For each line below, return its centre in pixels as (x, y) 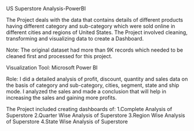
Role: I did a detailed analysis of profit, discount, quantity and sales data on (97, 79)
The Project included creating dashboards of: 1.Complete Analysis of (89, 109)
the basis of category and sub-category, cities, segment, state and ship (93, 85)
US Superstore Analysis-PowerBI (46, 9)
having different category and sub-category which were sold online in (91, 26)
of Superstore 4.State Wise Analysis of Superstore (67, 122)
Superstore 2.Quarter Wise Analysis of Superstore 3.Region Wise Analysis (96, 115)
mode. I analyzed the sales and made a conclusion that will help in (86, 91)
